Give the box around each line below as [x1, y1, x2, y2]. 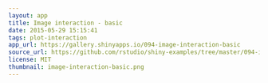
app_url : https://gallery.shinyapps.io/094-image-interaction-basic [8, 41, 241, 49]
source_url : [8, 48, 48, 56]
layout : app [8, 11, 48, 20]
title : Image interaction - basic [8, 19, 124, 27]
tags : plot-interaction [8, 33, 88, 42]
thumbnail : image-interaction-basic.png [8, 63, 145, 71]
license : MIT [8, 56, 52, 64]
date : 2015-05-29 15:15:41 [8, 26, 98, 34]
